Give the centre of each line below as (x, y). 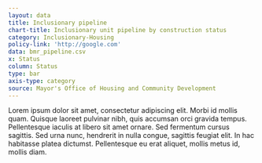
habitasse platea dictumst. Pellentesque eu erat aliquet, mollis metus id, (124, 144)
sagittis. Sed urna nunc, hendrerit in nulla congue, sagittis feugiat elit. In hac (131, 136)
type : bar (24, 74)
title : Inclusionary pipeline (58, 23)
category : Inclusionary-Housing (61, 37)
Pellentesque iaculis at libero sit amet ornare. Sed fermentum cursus (119, 127)
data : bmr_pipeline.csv (47, 52)
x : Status (24, 60)
